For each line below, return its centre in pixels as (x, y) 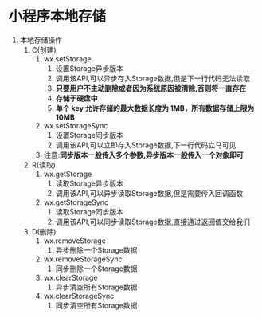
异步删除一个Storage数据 (96, 250)
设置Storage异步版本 (89, 68)
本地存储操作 (41, 40)
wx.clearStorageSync (79, 296)
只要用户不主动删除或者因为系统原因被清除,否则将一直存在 (151, 88)
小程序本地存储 (57, 16)
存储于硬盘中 (76, 98)
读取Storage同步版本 (89, 211)
